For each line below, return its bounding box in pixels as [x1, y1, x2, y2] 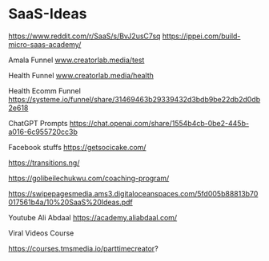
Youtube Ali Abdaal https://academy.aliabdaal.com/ [8, 212, 178, 222]
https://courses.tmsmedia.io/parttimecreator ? [8, 243, 159, 253]
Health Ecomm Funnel [8, 85, 82, 96]
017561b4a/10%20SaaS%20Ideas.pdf [8, 197, 134, 207]
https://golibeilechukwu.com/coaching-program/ [8, 173, 170, 183]
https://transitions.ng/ [8, 157, 80, 168]
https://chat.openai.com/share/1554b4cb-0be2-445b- [69, 118, 250, 128]
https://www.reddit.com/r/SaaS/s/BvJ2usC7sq [8, 31, 161, 41]
